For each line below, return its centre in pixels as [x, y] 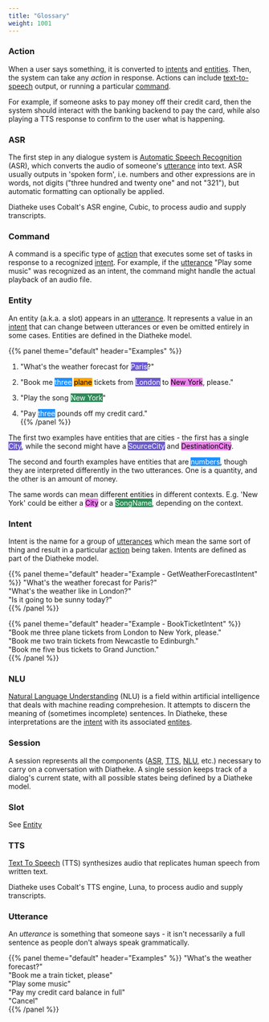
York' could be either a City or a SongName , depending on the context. [126, 503]
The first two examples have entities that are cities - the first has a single [128, 437]
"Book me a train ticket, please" [61, 975]
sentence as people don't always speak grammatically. [99, 942]
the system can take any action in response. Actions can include [115, 77]
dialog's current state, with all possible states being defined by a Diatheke [130, 777]
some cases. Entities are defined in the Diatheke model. [100, 335]
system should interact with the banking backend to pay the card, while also [134, 110]
